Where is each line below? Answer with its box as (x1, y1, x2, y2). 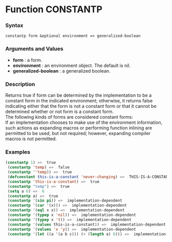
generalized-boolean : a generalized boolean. (12, 68, 111, 74)
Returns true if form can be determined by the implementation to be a (5, 92, 152, 98)
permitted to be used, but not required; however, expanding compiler (5, 130, 151, 137)
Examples (5, 148, 31, 156)
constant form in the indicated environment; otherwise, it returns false (5, 98, 153, 104)
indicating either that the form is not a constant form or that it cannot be (5, 103, 157, 109)
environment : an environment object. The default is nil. (12, 62, 131, 69)
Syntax (5, 22, 24, 29)
